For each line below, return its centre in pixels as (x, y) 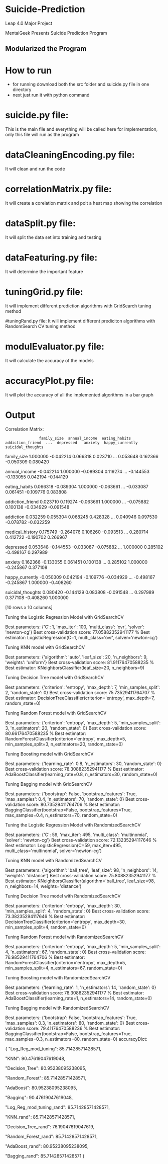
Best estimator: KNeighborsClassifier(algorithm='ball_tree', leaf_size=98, (80, 881)
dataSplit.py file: (41, 224)
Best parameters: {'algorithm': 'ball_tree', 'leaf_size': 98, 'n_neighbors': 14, (81, 870)
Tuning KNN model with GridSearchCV (45, 647)
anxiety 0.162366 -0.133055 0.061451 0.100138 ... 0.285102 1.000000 (76, 562)
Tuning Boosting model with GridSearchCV (49, 754)
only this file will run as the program (42, 135)
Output (20, 415)
